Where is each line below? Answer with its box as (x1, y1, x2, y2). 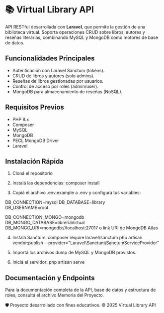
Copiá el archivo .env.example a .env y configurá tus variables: (12, 190, 141, 196)
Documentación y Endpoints (5, 274, 95, 282)
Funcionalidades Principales (5, 54, 95, 63)
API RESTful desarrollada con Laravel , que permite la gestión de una (5, 23, 146, 30)
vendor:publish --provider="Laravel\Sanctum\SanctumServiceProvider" (12, 240, 160, 246)
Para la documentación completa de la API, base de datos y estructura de (5, 287, 156, 293)
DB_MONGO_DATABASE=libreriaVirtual (5, 220, 85, 226)
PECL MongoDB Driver (12, 138, 59, 144)
